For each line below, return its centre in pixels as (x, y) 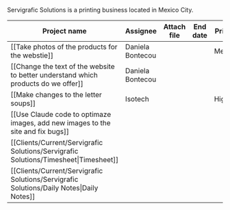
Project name (64, 31)
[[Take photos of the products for (64, 47)
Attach (175, 27)
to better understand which (54, 75)
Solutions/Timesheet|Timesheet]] (65, 160)
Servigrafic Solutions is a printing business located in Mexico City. (100, 10)
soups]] (23, 103)
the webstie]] (32, 55)
